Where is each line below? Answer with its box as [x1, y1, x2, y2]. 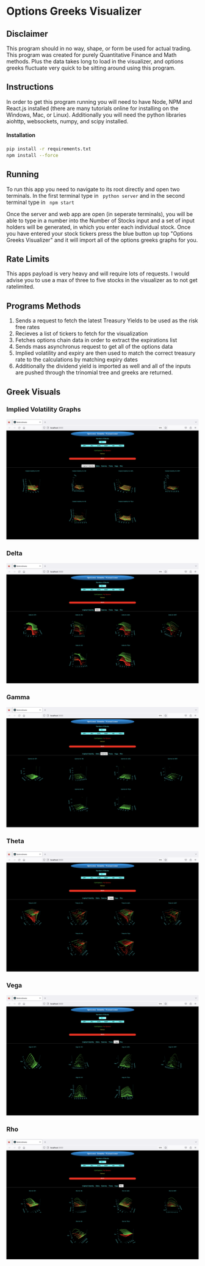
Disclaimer [6, 29, 48, 39]
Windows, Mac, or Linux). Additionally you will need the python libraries [6, 111, 187, 118]
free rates [15, 324, 40, 331]
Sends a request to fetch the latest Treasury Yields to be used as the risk [15, 317, 198, 324]
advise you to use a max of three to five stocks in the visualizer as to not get [6, 277, 198, 284]
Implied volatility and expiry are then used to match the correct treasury [15, 349, 196, 357]
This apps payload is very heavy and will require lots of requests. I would [6, 270, 190, 277]
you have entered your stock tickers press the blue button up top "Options [6, 230, 193, 237]
